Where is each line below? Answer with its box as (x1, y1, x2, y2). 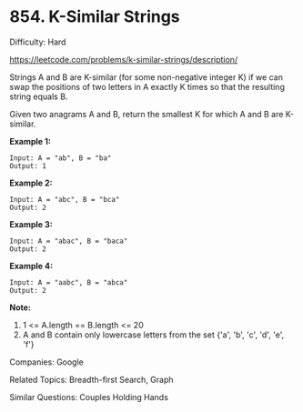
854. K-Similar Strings (9, 6, 180, 27)
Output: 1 (9, 161, 47, 170)
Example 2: (9, 177, 53, 188)
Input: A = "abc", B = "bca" (9, 195, 120, 204)
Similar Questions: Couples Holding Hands (9, 391, 168, 402)
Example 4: (9, 260, 53, 271)
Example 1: (9, 136, 52, 146)
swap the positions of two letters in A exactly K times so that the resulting (9, 81, 285, 92)
